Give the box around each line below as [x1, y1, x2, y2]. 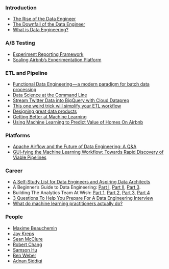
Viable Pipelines [12, 154, 47, 160]
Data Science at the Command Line [12, 92, 87, 98]
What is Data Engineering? [12, 27, 69, 33]
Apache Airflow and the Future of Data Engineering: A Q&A [12, 143, 137, 150]
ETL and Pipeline [5, 69, 47, 76]
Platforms [5, 132, 31, 139]
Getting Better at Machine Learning [12, 113, 87, 119]
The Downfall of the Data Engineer [12, 21, 86, 27]
